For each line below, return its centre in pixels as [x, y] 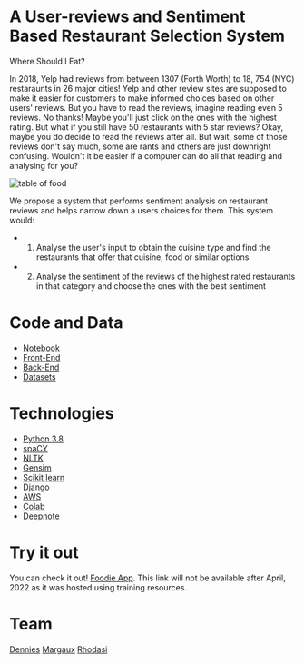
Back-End [41, 367]
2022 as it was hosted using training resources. [98, 587]
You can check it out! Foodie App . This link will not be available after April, [147, 578]
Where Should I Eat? [47, 61]
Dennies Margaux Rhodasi [59, 649]
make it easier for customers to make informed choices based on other [142, 98]
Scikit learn [44, 477]
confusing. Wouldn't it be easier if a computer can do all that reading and [146, 155]
